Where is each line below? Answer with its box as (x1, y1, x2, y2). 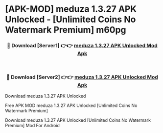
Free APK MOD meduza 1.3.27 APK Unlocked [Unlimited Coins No (5, 102, 138, 108)
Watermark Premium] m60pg (5, 25, 126, 35)
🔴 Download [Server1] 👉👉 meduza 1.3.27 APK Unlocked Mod (7, 42, 158, 49)
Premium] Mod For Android (5, 122, 60, 128)
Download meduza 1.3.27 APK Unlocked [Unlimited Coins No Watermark (5, 117, 151, 123)
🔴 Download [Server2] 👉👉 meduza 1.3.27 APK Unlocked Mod (6, 74, 158, 80)
